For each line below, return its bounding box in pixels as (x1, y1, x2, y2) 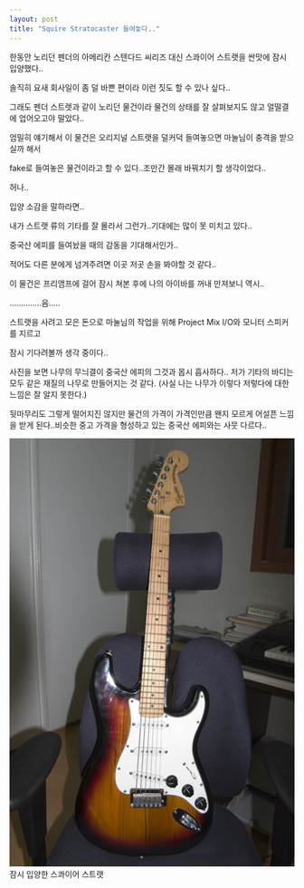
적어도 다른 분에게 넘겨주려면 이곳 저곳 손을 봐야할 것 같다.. (9, 258, 217, 269)
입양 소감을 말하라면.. (9, 200, 84, 212)
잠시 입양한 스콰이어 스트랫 (9, 868, 104, 879)
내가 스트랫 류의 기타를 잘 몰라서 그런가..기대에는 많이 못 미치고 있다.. (9, 220, 253, 231)
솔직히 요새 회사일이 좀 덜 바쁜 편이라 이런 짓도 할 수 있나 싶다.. (9, 82, 231, 92)
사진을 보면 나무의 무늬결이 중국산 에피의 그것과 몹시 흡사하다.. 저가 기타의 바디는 (9, 366, 294, 377)
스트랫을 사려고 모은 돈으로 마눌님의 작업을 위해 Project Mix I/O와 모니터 (9, 316, 265, 327)
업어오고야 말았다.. (18, 112, 84, 123)
